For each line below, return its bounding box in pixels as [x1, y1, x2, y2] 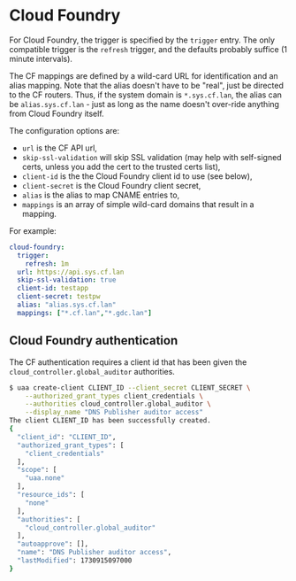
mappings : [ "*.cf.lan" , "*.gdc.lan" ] [17, 308, 152, 317]
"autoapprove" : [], [17, 539, 89, 549]
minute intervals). [9, 53, 73, 64]
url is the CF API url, [21, 143, 97, 153]
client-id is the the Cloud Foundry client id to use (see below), [21, 170, 253, 182]
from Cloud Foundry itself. [9, 108, 104, 119]
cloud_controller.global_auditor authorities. [9, 366, 175, 376]
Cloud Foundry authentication [9, 333, 178, 348]
